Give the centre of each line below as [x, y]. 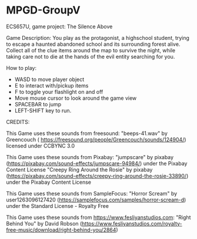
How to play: [21, 68]
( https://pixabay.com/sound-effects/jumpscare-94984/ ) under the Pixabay [97, 163]
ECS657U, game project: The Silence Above [59, 26]
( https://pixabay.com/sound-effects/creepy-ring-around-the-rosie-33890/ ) [97, 176]
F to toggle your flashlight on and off [59, 92]
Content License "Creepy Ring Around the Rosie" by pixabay [79, 169]
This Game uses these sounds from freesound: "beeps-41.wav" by [87, 133]
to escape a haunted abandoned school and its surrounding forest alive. [93, 44]
